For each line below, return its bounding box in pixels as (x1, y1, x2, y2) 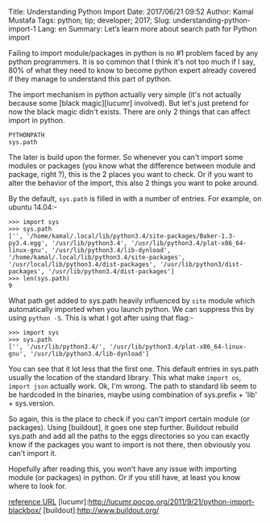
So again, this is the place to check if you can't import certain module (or (8, 414, 250, 424)
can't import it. (8, 449, 57, 458)
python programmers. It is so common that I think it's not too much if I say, (8, 57, 255, 66)
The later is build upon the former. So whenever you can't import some (8, 153, 243, 162)
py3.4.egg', (8, 239, 48, 247)
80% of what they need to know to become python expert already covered (8, 65, 256, 75)
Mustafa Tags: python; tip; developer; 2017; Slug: (8, 15, 172, 25)
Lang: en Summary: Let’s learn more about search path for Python (37, 24, 257, 33)
